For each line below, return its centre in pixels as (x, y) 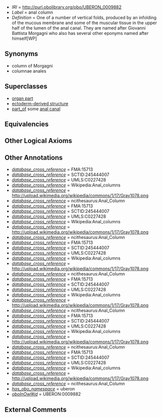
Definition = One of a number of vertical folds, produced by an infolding (84, 17)
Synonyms (21, 54)
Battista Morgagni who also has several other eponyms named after (80, 33)
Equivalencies (27, 124)
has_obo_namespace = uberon (43, 389)
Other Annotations (34, 158)
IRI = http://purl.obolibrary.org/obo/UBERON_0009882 (67, 7)
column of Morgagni (32, 65)
